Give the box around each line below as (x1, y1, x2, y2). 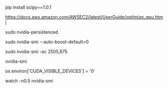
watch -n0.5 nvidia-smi (5, 78, 53, 83)
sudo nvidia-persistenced (5, 29, 58, 35)
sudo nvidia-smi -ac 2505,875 (5, 49, 68, 54)
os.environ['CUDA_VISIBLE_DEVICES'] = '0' (5, 68, 96, 74)
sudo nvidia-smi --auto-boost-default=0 (5, 39, 89, 45)
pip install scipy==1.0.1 (5, 5, 52, 10)
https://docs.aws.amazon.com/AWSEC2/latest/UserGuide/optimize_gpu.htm (5, 14, 163, 20)
